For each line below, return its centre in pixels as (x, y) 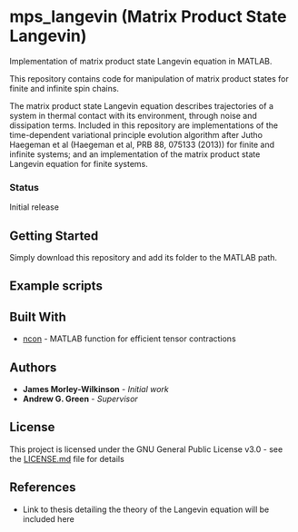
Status (24, 187)
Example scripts (56, 286)
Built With (38, 316)
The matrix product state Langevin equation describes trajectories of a (142, 105)
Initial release (34, 207)
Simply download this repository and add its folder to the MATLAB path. (144, 258)
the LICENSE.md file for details (67, 458)
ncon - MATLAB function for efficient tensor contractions (129, 339)
